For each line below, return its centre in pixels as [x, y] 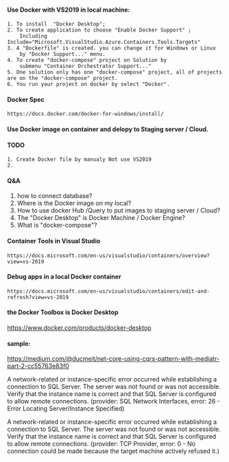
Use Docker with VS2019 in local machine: [69, 10]
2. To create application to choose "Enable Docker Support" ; [99, 30]
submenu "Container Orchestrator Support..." [86, 66]
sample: [19, 343]
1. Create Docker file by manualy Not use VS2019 [80, 159]
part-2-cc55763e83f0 [38, 366]
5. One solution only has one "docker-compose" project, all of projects [115, 72]
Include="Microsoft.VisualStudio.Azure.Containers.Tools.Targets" [104, 42]
